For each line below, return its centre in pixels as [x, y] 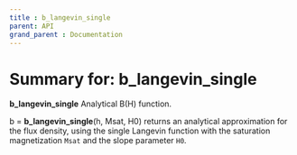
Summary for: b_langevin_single [133, 79]
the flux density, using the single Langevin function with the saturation [140, 131]
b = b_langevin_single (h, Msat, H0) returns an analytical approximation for [148, 122]
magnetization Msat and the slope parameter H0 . [98, 141]
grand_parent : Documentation [66, 34]
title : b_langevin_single [60, 18]
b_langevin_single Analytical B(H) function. [91, 104]
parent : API [32, 26]
